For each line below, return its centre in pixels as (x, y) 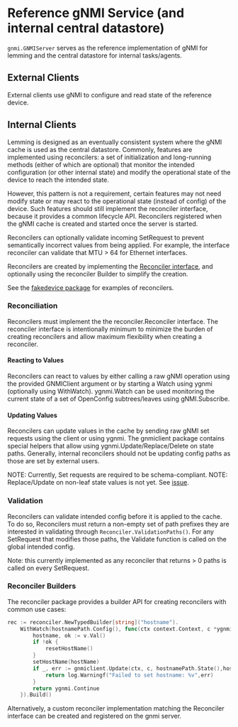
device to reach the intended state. (58, 180)
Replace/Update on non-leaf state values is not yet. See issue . (98, 483)
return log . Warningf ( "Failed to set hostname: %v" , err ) (129, 675)
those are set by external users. (53, 461)
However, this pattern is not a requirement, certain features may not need (114, 193)
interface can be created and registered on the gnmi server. (95, 716)
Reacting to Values (35, 360)
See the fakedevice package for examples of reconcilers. (91, 287)
